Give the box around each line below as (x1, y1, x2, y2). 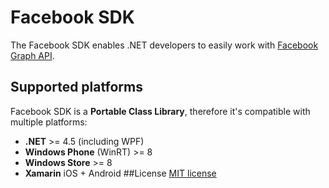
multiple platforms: (10, 116, 88, 128)
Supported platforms (10, 79, 143, 96)
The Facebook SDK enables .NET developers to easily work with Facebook (10, 39, 319, 51)
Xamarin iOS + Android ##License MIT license (24, 167, 217, 179)
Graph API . (10, 49, 55, 61)
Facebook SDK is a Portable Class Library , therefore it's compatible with (10, 105, 311, 117)
